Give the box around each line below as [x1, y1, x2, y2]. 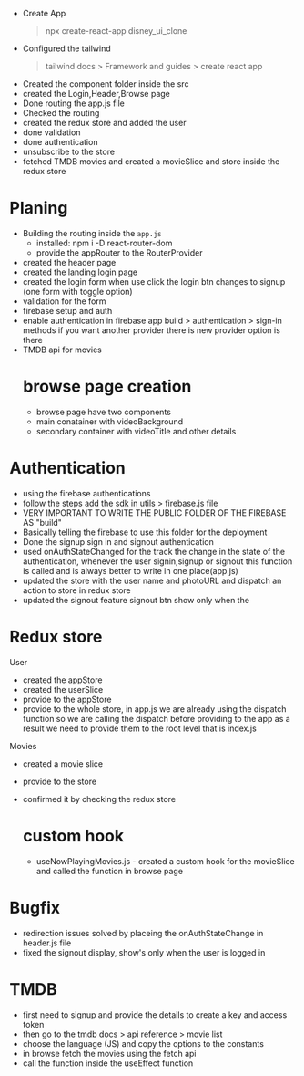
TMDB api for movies [22, 344, 103, 355]
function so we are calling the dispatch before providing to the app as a [22, 713, 291, 724]
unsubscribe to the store [22, 146, 116, 157]
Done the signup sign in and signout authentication [22, 536, 214, 547]
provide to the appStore [22, 694, 112, 705]
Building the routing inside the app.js [22, 227, 162, 238]
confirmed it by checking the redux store [22, 793, 176, 804]
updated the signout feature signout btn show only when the [22, 594, 250, 605]
